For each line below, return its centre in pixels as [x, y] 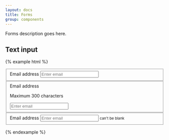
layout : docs [19, 10]
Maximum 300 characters [37, 96]
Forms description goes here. [36, 34]
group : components [24, 19]
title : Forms [19, 15]
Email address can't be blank [67, 118]
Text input [21, 49]
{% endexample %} [26, 132]
